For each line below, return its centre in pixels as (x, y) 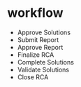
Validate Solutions (43, 69)
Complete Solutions (46, 62)
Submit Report (38, 39)
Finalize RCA (36, 55)
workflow (35, 13)
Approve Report (40, 47)
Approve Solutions (44, 32)
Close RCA (33, 77)
